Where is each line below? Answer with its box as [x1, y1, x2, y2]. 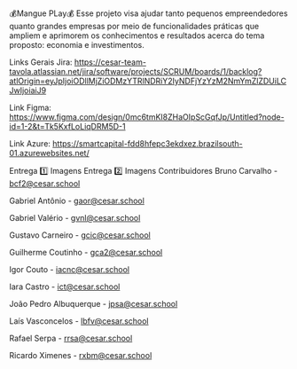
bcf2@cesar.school [9, 178, 81, 189]
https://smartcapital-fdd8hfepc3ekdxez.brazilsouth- [52, 138, 244, 149]
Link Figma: [9, 102, 51, 113]
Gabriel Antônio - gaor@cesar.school [9, 195, 145, 206]
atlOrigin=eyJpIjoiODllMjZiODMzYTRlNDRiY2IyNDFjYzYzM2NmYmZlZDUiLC [9, 75, 286, 86]
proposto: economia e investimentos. [9, 40, 145, 50]
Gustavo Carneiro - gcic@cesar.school [9, 230, 151, 240]
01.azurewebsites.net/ [9, 148, 90, 158]
